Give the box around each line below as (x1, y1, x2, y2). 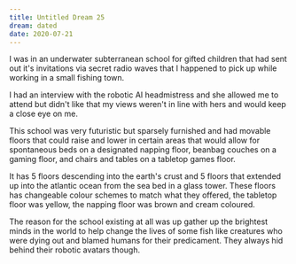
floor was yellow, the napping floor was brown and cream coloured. (9, 199, 255, 210)
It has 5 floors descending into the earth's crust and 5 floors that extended (9, 171, 282, 182)
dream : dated (9, 21, 58, 30)
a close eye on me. (9, 108, 78, 120)
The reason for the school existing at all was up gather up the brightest (9, 216, 269, 227)
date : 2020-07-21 (9, 29, 74, 38)
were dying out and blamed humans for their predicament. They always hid (9, 236, 284, 246)
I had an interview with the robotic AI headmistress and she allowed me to (9, 89, 279, 100)
